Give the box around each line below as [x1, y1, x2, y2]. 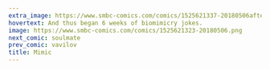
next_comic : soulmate [8, 33, 81, 42]
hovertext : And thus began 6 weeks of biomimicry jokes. [8, 19, 203, 27]
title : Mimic [8, 48, 52, 56]
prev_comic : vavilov [8, 41, 78, 49]
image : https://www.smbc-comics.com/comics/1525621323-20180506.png [8, 26, 243, 34]
